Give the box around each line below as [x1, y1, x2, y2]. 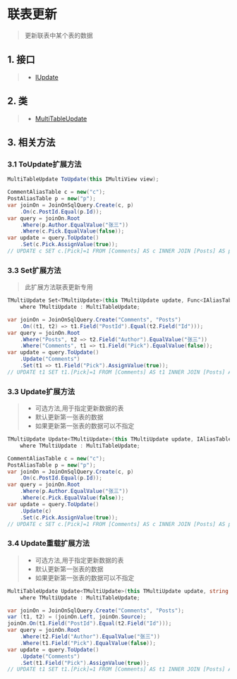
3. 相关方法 [7, 136, 56, 148]
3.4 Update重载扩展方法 [7, 539, 90, 549]
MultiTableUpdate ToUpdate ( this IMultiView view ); [7, 176, 159, 183]
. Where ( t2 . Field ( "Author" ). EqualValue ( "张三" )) [20, 633, 161, 640]
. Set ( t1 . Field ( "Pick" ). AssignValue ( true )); [20, 659, 150, 666]
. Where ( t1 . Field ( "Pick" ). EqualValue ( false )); [20, 640, 157, 647]
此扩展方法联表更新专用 [24, 283, 93, 291]
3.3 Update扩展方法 [7, 386, 75, 396]
